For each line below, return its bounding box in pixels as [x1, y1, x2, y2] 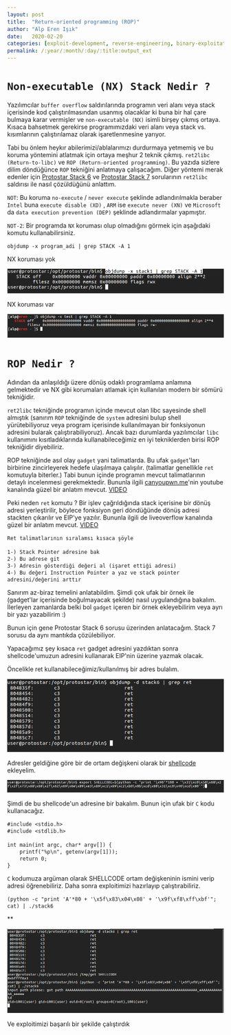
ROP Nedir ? [7, 357, 76, 370]
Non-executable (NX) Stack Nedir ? [7, 80, 211, 93]
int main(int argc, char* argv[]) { [7, 841, 112, 849]
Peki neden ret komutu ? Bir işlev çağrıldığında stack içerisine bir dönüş [7, 498, 211, 506]
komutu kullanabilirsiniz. [7, 228, 76, 237]
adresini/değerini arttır [7, 576, 81, 583]
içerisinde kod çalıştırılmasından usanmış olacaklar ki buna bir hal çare [7, 107, 206, 116]
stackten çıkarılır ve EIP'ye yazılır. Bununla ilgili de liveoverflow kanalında [7, 513, 213, 522]
